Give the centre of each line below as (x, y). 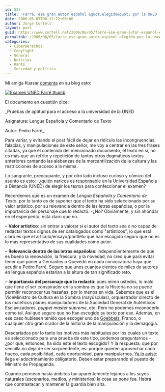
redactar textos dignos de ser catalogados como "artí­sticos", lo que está (78, 231)
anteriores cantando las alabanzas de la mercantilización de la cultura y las (81, 161)
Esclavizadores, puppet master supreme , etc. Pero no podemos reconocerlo (82, 308)
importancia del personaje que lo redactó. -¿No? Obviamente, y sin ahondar (82, 211)
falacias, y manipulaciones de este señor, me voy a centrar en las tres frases (82, 145)
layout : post (18, 28)
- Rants (17, 64)
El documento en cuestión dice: (37, 102)
